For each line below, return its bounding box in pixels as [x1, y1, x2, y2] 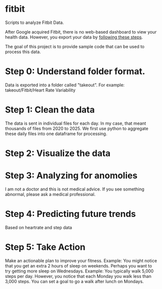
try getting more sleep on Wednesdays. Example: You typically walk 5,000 [5, 268, 154, 274]
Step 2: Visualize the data [5, 148, 111, 159]
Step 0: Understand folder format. [5, 66, 145, 77]
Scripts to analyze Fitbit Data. [5, 19, 64, 25]
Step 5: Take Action [5, 242, 86, 253]
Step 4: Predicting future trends [5, 209, 136, 220]
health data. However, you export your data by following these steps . [5, 34, 143, 40]
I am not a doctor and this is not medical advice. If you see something [5, 186, 144, 192]
